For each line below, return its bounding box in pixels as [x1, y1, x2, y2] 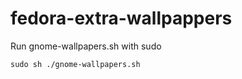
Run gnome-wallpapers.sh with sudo [10, 40, 162, 52]
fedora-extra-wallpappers [10, 7, 233, 30]
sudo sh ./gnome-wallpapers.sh [10, 59, 141, 69]
